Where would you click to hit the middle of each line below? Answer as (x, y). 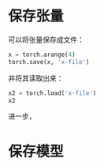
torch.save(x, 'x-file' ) (49, 62)
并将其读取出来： (36, 78)
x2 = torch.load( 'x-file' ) (52, 93)
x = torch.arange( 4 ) (42, 55)
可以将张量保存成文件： (46, 40)
